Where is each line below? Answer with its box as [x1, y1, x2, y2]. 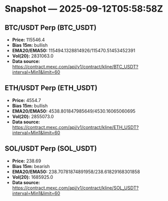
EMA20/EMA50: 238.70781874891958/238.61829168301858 [12, 169, 140, 175]
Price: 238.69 [12, 158, 42, 164]
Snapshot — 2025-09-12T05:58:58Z [5, 3, 163, 15]
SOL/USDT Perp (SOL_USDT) [5, 144, 97, 153]
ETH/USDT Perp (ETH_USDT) [5, 84, 97, 92]
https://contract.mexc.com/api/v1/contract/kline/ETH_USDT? [12, 124, 139, 130]
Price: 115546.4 [12, 37, 45, 43]
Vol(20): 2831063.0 [12, 53, 54, 59]
